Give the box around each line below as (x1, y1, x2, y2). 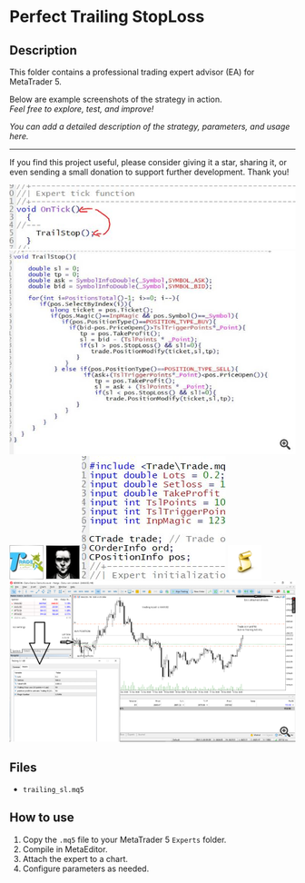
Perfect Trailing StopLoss (9, 6, 205, 27)
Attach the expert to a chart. (22, 853, 129, 864)
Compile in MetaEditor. (22, 843, 108, 855)
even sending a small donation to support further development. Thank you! (9, 166, 290, 177)
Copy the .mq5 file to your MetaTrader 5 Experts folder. (22, 834, 227, 845)
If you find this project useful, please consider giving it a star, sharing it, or (9, 157, 288, 167)
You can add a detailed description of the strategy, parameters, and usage (9, 121, 290, 132)
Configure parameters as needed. (22, 863, 150, 874)
